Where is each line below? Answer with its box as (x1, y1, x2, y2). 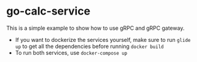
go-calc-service (6, 4, 90, 18)
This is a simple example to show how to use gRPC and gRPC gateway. (6, 24, 185, 32)
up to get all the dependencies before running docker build (15, 43, 164, 50)
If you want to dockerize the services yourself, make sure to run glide (15, 36, 191, 43)
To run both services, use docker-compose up (15, 49, 127, 56)
